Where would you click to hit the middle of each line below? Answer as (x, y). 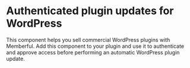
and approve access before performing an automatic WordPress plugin (93, 52)
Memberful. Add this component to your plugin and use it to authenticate (95, 46)
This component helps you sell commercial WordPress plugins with (88, 40)
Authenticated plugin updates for (90, 11)
